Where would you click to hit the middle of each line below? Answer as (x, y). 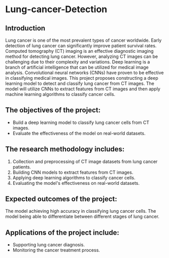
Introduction (25, 28)
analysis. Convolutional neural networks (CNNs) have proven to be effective (84, 73)
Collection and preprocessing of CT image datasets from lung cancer (85, 162)
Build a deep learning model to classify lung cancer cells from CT (81, 122)
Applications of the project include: (62, 232)
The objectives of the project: (53, 110)
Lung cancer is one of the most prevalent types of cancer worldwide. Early (83, 40)
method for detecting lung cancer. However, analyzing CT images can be (82, 56)
